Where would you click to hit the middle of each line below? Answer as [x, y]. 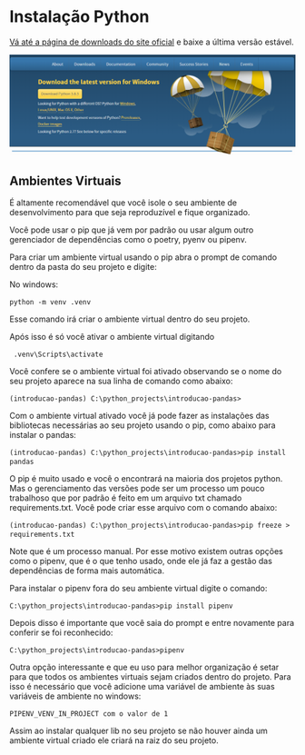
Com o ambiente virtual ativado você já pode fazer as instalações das [139, 416]
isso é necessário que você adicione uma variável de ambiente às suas [142, 687]
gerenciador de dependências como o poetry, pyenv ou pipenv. [128, 240]
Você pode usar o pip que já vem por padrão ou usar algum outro [132, 230]
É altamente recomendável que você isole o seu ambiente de [123, 203]
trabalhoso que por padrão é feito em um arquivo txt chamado [126, 498]
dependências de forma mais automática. [87, 571]
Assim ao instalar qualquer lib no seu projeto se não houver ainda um [138, 731]
